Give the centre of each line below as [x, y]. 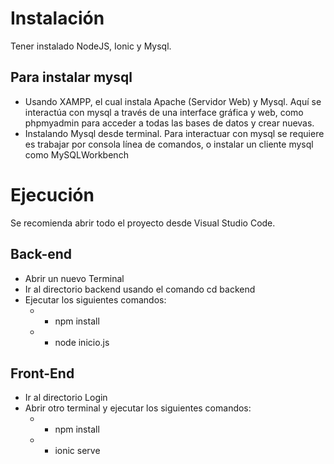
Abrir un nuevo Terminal [74, 278]
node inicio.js [82, 342]
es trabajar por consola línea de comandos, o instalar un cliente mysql [169, 144]
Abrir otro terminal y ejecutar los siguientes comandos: [138, 408]
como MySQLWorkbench [76, 154]
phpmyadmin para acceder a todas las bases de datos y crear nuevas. [169, 123]
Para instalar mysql [71, 77]
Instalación [57, 18]
